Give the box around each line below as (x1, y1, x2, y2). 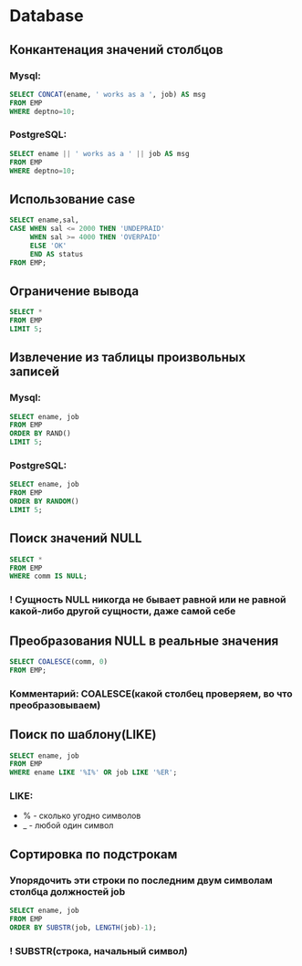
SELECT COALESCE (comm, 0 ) (9, 657, 108, 667)
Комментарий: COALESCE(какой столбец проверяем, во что (9, 687, 294, 699)
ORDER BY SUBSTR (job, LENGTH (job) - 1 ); (9, 923, 157, 932)
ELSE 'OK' (29, 241, 68, 250)
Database (9, 5, 84, 26)
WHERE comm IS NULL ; (9, 572, 89, 581)
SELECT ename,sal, (9, 215, 79, 225)
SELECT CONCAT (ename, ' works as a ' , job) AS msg (9, 89, 206, 99)
